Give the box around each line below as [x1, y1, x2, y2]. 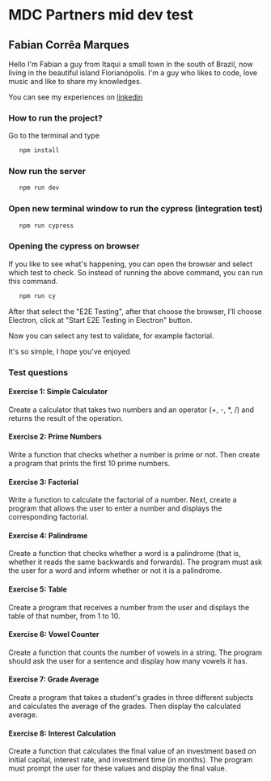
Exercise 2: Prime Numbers [8, 431, 103, 442]
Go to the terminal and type [8, 131, 100, 141]
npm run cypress [19, 221, 74, 230]
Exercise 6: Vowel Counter [8, 630, 100, 639]
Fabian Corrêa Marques [8, 38, 129, 52]
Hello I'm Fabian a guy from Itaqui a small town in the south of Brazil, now [8, 59, 253, 69]
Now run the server [8, 166, 87, 177]
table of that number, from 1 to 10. [8, 611, 121, 621]
